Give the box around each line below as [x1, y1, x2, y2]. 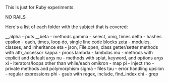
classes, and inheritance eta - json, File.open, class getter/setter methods [5, 44, 158, 50]
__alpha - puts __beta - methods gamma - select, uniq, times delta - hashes [5, 34, 162, 39]
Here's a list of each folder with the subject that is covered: [5, 24, 128, 30]
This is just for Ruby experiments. [5, 5, 75, 10]
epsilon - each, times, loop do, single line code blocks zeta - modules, [5, 39, 151, 45]
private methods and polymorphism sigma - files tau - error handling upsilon [5, 65, 164, 71]
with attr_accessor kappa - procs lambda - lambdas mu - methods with [5, 50, 153, 55]
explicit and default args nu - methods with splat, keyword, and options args [5, 55, 163, 61]
